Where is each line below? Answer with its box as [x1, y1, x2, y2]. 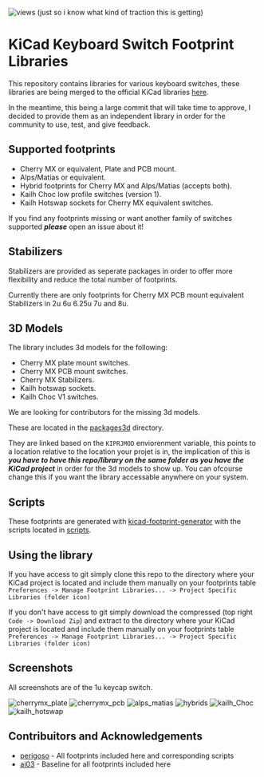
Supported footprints [8, 143, 116, 156]
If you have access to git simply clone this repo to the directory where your [8, 570, 255, 578]
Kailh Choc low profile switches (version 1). [19, 189, 162, 199]
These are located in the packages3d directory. [8, 423, 164, 432]
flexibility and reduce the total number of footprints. [8, 274, 178, 284]
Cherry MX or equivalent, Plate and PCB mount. [19, 164, 177, 173]
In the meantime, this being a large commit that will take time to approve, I [8, 102, 251, 112]
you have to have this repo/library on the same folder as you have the [8, 456, 245, 465]
